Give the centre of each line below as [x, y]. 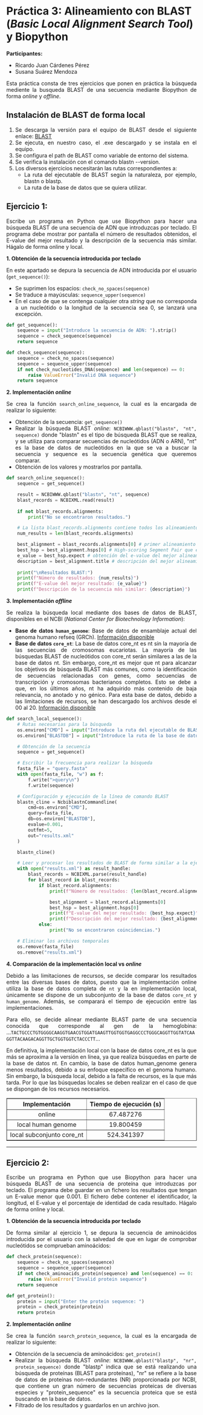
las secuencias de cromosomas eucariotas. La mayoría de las [106, 650]
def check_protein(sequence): [44, 1257]
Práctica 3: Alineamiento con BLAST [99, 11]
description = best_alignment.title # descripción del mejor [95, 561]
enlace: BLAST [34, 136]
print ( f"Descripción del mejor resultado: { [106, 919]
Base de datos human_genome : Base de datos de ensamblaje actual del [106, 631]
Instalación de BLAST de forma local [76, 115]
